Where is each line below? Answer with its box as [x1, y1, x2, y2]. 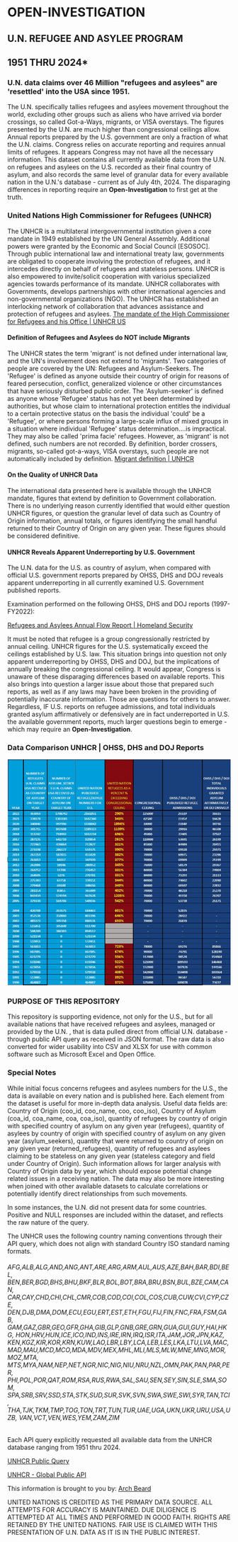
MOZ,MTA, [7, 1354, 39, 1362]
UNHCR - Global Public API [7, 1470, 86, 1479]
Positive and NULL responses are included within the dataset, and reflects [7, 1211, 224, 1219]
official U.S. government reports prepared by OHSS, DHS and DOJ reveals [7, 571, 224, 579]
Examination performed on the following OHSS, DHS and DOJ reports [7, 600, 210, 608]
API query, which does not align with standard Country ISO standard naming [7, 1239, 230, 1247]
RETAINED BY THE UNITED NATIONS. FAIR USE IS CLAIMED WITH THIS [7, 1520, 217, 1529]
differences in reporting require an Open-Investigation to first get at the [7, 186, 218, 194]
